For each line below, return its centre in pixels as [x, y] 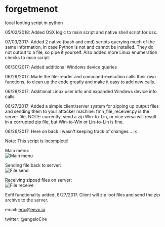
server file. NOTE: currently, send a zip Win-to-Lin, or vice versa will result [81, 116]
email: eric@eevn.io [25, 209]
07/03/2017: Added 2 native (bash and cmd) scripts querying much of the [80, 42]
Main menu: [17, 150]
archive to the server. [27, 200]
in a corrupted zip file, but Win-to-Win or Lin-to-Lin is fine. [64, 122]
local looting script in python [34, 23]
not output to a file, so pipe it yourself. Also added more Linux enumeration [81, 52]
